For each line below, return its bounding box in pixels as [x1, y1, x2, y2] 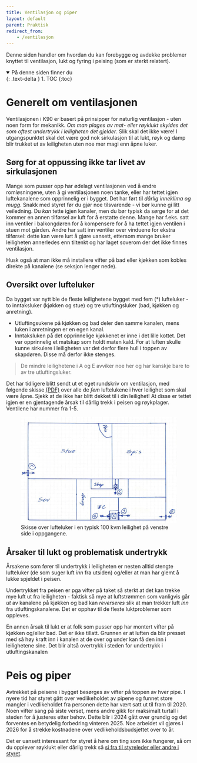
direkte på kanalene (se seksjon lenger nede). [6, 262, 117, 269]
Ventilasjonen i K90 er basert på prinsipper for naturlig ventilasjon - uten [6, 116, 181, 123]
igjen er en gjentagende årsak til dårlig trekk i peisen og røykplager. [6, 399, 169, 406]
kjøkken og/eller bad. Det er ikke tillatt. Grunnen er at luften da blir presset [6, 630, 185, 637]
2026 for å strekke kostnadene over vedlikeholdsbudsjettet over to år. [6, 726, 175, 734]
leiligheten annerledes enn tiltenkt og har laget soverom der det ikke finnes [6, 239, 188, 246]
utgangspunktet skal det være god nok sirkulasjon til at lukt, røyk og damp [6, 134, 186, 142]
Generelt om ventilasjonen [6, 96, 138, 109]
